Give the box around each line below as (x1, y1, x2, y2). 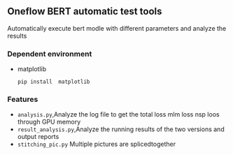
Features (7, 94, 38, 104)
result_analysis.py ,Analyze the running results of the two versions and (17, 125, 225, 133)
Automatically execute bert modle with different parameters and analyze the (7, 24, 227, 32)
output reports (17, 133, 59, 141)
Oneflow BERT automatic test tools (7, 6, 162, 17)
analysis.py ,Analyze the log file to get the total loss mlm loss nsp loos (17, 110, 220, 119)
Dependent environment (7, 49, 92, 59)
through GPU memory (17, 118, 81, 126)
